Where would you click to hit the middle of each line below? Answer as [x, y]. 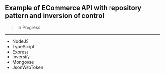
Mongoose [23, 62]
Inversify [21, 57]
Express [20, 52]
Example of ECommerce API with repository [73, 8]
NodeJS [20, 41]
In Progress [29, 27]
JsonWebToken [27, 67]
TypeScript [23, 46]
